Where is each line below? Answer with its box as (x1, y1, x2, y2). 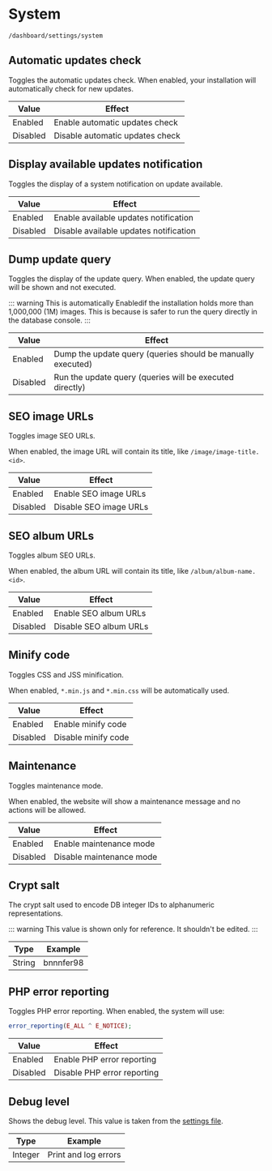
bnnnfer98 (43, 957, 84, 968)
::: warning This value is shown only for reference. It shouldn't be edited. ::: (8, 925, 258, 934)
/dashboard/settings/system (8, 32, 104, 40)
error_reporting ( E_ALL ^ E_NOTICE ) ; (8, 1022, 132, 1030)
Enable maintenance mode (53, 838, 155, 849)
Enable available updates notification (53, 212, 194, 223)
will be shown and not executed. (8, 283, 117, 293)
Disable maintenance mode (53, 851, 158, 862)
